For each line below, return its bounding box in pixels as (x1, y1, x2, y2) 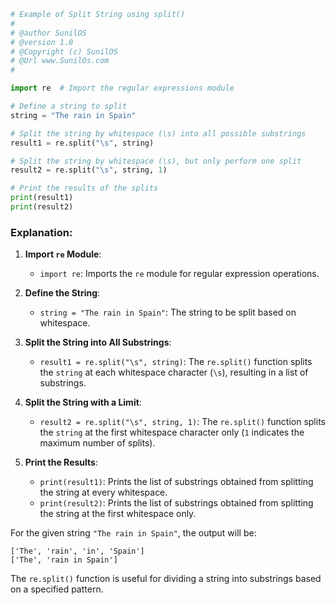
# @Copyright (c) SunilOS (10, 46, 118, 57)
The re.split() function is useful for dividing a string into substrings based (10, 573, 322, 585)
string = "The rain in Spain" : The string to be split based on (39, 306, 297, 319)
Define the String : (24, 287, 101, 299)
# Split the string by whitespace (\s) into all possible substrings (10, 128, 307, 139)
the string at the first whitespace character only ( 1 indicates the (39, 426, 305, 439)
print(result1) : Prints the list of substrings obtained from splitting (39, 476, 314, 488)
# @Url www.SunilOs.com (10, 56, 110, 66)
